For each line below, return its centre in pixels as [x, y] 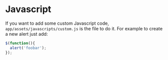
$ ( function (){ [20, 43]
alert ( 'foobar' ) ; [28, 48]
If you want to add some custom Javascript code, [57, 23]
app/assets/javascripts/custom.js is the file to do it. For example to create [84, 28]
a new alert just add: [27, 34]
